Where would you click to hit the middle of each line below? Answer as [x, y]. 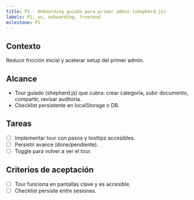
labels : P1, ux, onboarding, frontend [53, 17]
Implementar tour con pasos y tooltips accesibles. [75, 138]
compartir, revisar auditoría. [48, 99]
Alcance [22, 79]
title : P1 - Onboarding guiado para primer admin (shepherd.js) [86, 11]
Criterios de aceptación [50, 170]
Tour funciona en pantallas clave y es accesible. [72, 184]
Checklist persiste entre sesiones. [55, 191]
